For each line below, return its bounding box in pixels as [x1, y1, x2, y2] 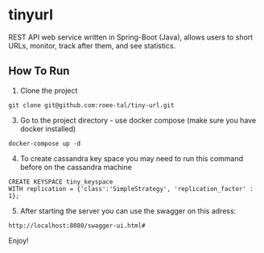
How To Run [8, 64, 70, 78]
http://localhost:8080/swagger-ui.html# [8, 222, 146, 230]
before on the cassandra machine [19, 162, 133, 172]
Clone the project [19, 85, 78, 95]
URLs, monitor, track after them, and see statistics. [8, 40, 176, 50]
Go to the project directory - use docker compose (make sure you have [19, 115, 257, 125]
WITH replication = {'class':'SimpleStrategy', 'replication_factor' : [8, 185, 254, 193]
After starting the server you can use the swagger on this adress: [19, 205, 237, 215]
